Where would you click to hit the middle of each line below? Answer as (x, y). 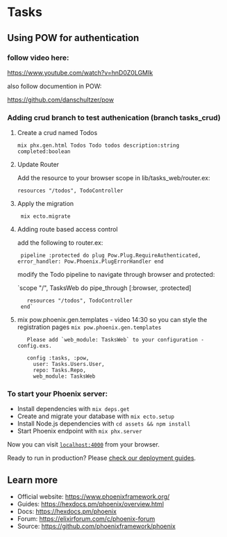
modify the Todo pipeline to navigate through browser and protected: (116, 275)
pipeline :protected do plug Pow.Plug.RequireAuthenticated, (111, 256)
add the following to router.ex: (60, 243)
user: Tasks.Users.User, (69, 364)
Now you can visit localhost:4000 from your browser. (83, 444)
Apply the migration (45, 204)
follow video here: (38, 58)
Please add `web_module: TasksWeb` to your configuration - (116, 340)
